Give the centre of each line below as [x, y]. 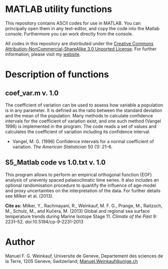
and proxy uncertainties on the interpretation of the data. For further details [83, 190]
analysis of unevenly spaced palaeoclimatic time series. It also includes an [82, 180]
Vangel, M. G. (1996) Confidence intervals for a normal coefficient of [83, 141]
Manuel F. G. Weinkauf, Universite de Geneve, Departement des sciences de [84, 256]
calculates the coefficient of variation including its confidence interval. [78, 131]
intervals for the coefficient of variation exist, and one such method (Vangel [83, 121]
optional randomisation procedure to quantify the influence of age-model [81, 185]
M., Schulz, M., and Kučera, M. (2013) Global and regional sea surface [77, 211]
